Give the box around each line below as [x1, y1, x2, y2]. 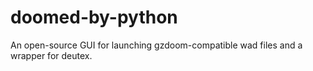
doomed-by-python [10, 6, 178, 29]
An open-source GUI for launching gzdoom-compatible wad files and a [10, 39, 303, 51]
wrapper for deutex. [10, 49, 93, 61]
